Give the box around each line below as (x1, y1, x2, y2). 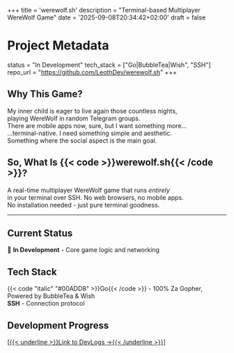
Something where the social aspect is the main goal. (7, 136, 157, 145)
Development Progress (7, 320, 109, 331)
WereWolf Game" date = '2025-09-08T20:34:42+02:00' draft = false (7, 13, 206, 22)
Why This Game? (7, 88, 84, 100)
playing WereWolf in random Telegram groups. (7, 114, 141, 123)
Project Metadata (7, 38, 109, 54)
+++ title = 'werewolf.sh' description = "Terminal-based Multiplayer (7, 6, 201, 14)
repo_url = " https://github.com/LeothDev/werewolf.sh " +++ (7, 68, 178, 76)
